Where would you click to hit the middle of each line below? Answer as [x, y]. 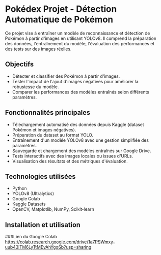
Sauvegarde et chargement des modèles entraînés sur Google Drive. [81, 151]
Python [19, 189]
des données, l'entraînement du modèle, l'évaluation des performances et [80, 43]
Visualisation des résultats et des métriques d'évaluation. [70, 161]
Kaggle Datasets [29, 204]
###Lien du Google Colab [31, 237]
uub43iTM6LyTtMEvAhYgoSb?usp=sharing [48, 247]
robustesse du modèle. [35, 87]
